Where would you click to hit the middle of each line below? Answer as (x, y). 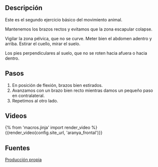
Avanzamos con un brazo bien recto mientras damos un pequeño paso (82, 90)
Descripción (24, 8)
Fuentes (18, 148)
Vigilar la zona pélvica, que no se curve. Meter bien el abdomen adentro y (79, 38)
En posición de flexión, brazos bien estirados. (57, 85)
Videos (16, 116)
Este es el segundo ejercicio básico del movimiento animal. (64, 19)
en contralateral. (28, 95)
